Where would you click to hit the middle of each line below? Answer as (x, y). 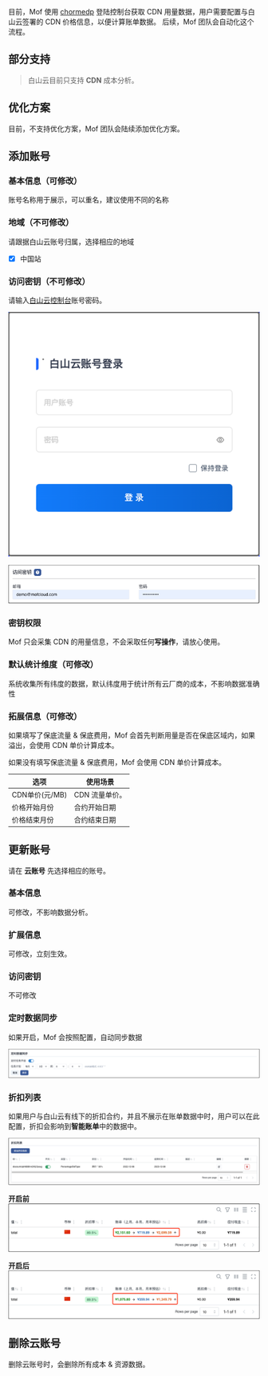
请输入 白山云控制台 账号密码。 (57, 300)
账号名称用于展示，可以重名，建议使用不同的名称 (89, 200)
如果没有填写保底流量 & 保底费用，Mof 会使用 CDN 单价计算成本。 (117, 762)
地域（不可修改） (41, 222)
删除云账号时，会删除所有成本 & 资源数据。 (79, 1364)
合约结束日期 (95, 820)
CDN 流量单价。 (100, 794)
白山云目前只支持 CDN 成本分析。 (83, 80)
